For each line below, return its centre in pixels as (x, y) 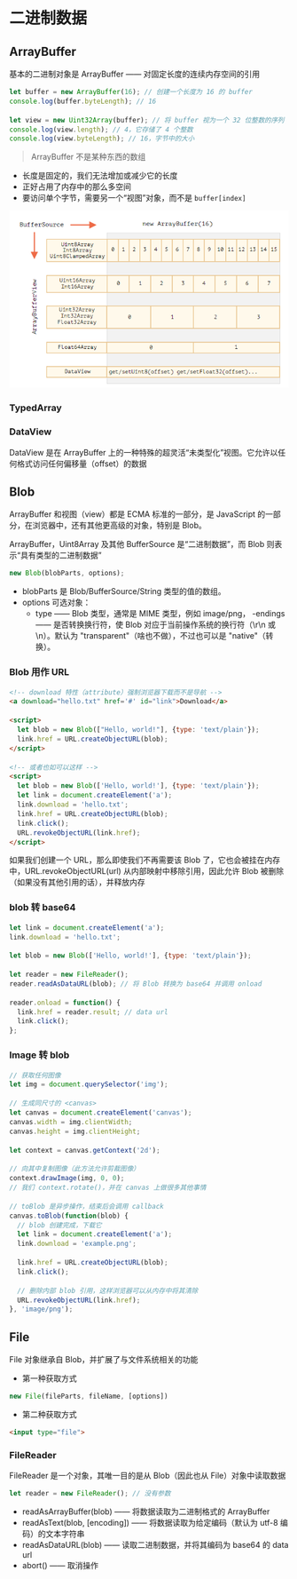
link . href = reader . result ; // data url (93, 1012)
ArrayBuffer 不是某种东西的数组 (88, 157)
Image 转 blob (39, 1055)
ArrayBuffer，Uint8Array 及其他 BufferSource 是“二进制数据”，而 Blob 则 (142, 544)
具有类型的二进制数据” (61, 555)
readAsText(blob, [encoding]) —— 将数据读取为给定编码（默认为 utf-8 (150, 1522)
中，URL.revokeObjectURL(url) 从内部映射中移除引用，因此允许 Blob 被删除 (147, 871)
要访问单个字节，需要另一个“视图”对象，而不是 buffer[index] (134, 198)
